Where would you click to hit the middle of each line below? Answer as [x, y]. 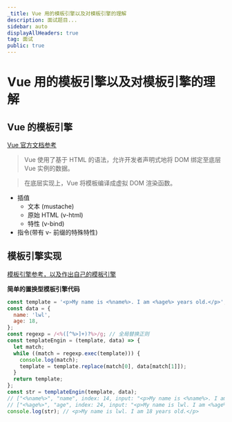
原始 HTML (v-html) [55, 215]
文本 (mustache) [51, 206]
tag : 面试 [20, 39]
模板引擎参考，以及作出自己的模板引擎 [61, 274]
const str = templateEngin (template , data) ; [72, 392]
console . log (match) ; [49, 360]
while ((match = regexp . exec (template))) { [77, 354]
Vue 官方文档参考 [32, 145]
